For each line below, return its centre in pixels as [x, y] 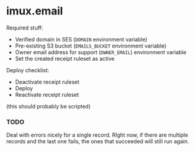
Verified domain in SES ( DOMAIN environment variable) [81, 39]
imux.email [35, 11]
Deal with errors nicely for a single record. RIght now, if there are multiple [97, 135]
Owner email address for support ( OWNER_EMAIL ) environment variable [101, 52]
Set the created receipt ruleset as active [65, 58]
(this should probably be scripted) [49, 106]
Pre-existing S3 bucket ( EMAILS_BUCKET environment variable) [91, 46]
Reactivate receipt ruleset [47, 94]
